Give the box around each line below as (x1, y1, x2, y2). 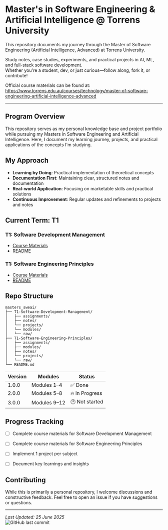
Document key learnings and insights (12, 461, 89, 467)
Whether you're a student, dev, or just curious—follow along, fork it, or (5, 67, 150, 73)
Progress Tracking (5, 417, 64, 426)
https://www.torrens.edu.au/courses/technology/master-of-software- (5, 87, 148, 93)
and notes (12, 201, 33, 207)
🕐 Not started (70, 398, 103, 405)
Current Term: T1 (5, 216, 59, 225)
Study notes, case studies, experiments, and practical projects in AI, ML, (5, 56, 154, 62)
